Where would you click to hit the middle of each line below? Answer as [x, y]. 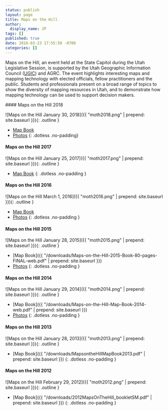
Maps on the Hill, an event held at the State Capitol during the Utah [75, 62]
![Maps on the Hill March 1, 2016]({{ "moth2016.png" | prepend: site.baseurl [84, 197]
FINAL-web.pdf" [30, 261]
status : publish [22, 10]
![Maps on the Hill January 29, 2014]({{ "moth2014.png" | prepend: [75, 289]
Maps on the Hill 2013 [28, 327]
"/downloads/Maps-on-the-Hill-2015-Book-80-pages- [100, 256]
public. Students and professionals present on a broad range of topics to [81, 84]
